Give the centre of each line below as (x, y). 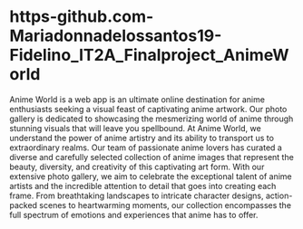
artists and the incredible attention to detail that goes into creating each (143, 186)
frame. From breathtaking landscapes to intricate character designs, (137, 196)
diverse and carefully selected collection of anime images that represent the (152, 157)
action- (279, 196)
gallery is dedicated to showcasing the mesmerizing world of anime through (151, 119)
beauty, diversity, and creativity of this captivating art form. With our (137, 167)
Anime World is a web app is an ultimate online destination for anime (137, 99)
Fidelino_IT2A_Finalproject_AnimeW (149, 55)
